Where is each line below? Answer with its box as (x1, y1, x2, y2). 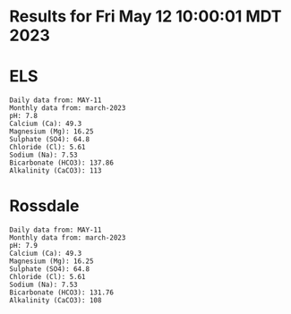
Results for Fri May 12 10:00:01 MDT (9, 6, 282, 27)
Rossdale (9, 196, 80, 216)
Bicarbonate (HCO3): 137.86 (9, 158, 115, 167)
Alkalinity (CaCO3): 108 (9, 296, 102, 305)
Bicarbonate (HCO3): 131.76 (9, 288, 115, 297)
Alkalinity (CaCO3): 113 (9, 166, 102, 175)
